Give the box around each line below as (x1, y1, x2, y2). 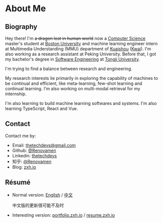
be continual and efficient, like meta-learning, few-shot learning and (5, 80, 142, 86)
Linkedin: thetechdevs (12, 152, 57, 158)
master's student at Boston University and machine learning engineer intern (5, 41, 158, 47)
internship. (5, 91, 27, 97)
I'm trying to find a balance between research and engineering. (5, 66, 132, 72)
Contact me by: (5, 133, 36, 139)
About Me (5, 3, 46, 14)
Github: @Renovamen (12, 148, 56, 153)
